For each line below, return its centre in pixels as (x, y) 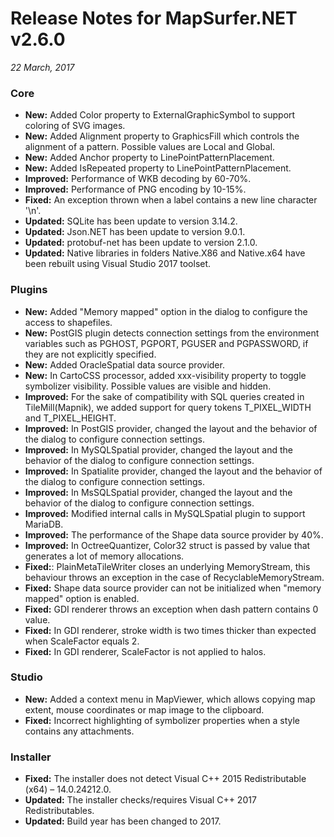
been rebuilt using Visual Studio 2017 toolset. (118, 264)
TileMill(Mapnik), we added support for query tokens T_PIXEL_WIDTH (168, 407)
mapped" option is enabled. (82, 598)
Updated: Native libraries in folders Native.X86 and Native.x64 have (165, 253)
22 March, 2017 (42, 67)
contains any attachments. (79, 731)
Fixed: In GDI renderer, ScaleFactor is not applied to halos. (145, 651)
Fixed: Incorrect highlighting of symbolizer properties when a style (162, 720)
